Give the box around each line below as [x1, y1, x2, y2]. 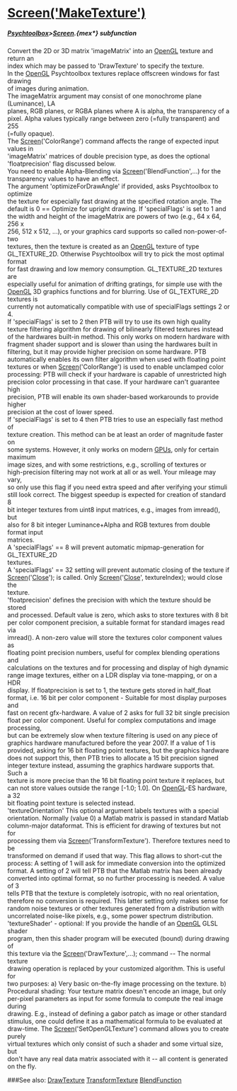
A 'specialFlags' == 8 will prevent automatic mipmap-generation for [7, 543, 204, 552]
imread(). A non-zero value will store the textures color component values [7, 634, 223, 642]
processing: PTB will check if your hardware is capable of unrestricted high [7, 370, 227, 379]
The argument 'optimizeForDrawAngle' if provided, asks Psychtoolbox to [7, 182, 219, 190]
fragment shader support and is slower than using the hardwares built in [7, 340, 218, 348]
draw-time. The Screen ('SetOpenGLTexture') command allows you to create [7, 1024, 229, 1033]
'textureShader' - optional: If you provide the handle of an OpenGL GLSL [7, 919, 218, 928]
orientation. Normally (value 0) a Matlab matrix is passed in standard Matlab [7, 814, 229, 823]
